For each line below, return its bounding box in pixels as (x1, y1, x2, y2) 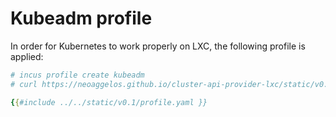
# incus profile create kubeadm (10, 70, 145, 80)
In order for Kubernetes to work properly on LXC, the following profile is (10, 40, 306, 52)
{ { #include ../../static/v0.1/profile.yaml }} (10, 97, 208, 107)
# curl (10, 79, 38, 89)
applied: (10, 50, 44, 62)
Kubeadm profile (10, 7, 153, 30)
